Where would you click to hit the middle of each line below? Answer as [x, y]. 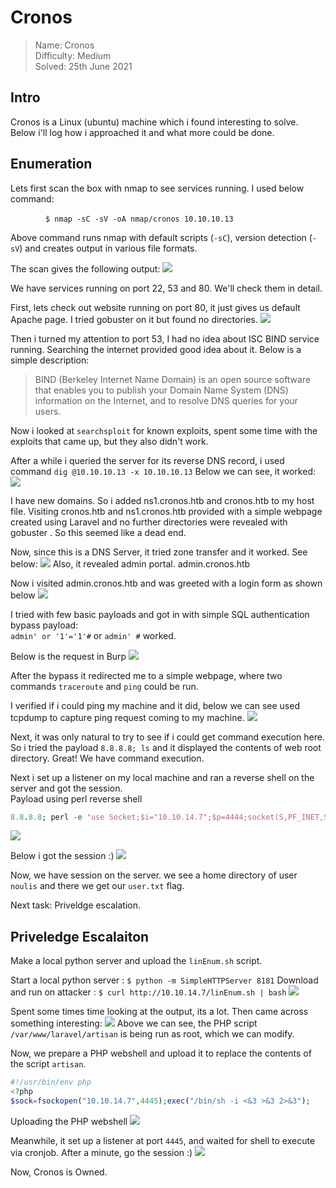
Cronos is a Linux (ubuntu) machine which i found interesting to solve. [154, 122]
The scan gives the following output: [85, 268]
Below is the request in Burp [68, 656]
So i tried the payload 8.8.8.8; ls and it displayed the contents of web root [166, 747]
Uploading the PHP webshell [69, 1121]
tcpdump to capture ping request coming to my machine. [127, 717]
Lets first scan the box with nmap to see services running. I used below [157, 188]
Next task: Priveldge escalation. [75, 905]
